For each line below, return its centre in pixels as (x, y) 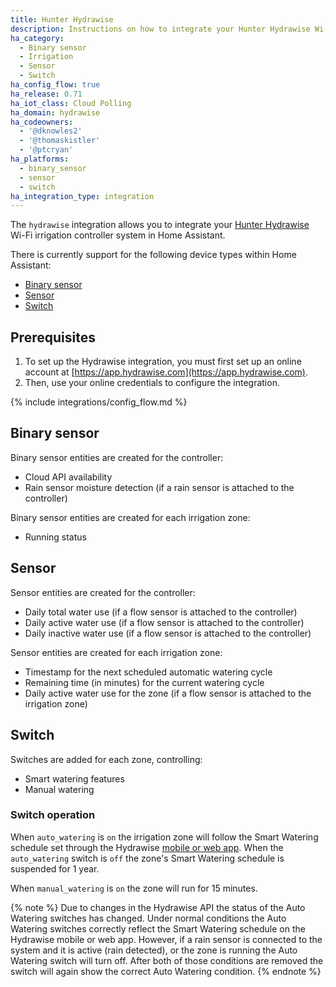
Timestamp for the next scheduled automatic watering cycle (148, 672)
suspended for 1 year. (55, 868)
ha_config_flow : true (55, 85)
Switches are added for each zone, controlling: (106, 759)
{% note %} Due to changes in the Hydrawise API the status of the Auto (158, 907)
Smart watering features (74, 778)
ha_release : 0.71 (46, 94)
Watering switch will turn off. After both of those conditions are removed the (167, 960)
